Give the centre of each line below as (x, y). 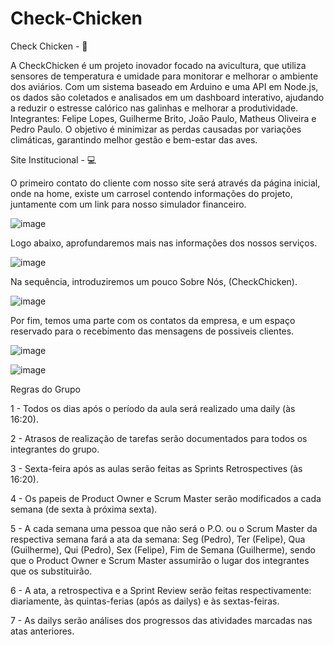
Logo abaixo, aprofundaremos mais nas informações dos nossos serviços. (164, 243)
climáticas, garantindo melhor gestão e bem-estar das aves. (134, 139)
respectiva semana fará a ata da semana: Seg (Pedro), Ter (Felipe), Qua (158, 539)
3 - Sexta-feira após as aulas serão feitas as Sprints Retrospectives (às (156, 468)
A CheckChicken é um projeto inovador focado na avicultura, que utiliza (158, 65)
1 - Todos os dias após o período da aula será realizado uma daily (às (153, 408)
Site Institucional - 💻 (53, 159)
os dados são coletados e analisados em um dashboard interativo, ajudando (167, 97)
